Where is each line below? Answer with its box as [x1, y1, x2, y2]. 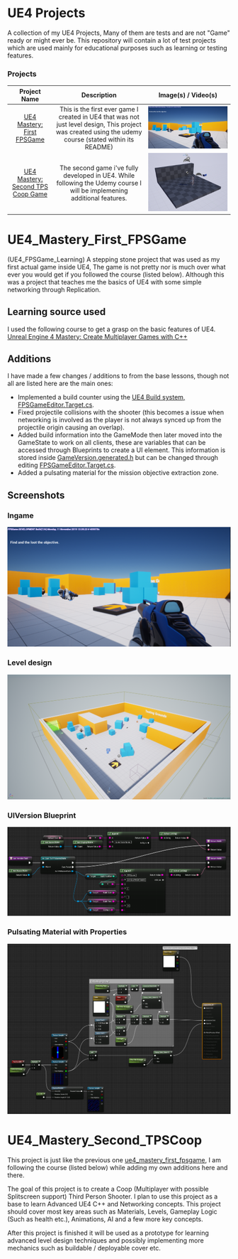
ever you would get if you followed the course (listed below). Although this [7, 270, 225, 279]
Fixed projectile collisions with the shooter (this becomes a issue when [17, 408, 225, 417]
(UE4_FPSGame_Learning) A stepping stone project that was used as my [7, 255, 220, 264]
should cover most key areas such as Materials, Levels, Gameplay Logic [7, 1207, 217, 1216]
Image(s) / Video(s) [158, 91, 217, 100]
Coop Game [13, 190, 48, 198]
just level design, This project [56, 119, 142, 129]
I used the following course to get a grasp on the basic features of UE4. [7, 325, 216, 333]
